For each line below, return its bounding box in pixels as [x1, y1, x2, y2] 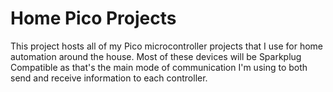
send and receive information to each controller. [10, 72, 208, 84]
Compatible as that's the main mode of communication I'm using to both [10, 61, 308, 73]
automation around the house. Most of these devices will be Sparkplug [10, 50, 302, 62]
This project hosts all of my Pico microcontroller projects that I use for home [10, 40, 323, 52]
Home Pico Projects [10, 7, 177, 30]
